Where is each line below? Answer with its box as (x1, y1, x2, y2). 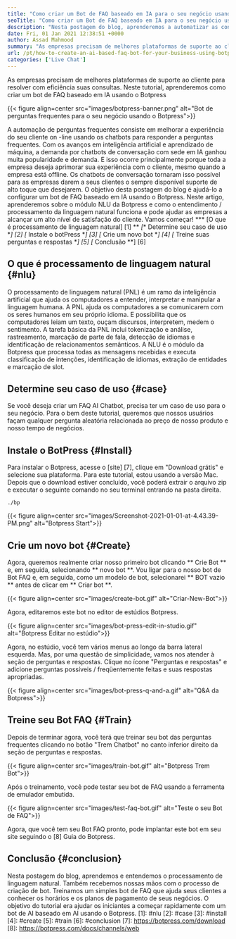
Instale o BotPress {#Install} (7, 444, 133, 456)
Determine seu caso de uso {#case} (7, 383, 167, 394)
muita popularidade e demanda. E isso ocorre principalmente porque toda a (7, 155, 226, 163)
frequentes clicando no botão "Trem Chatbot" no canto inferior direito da (7, 740, 218, 749)
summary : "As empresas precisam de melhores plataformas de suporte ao (7, 43, 221, 50)
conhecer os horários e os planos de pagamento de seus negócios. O (7, 894, 209, 902)
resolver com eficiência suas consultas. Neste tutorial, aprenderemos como (7, 82, 226, 92)
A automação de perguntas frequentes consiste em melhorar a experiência (7, 125, 225, 134)
